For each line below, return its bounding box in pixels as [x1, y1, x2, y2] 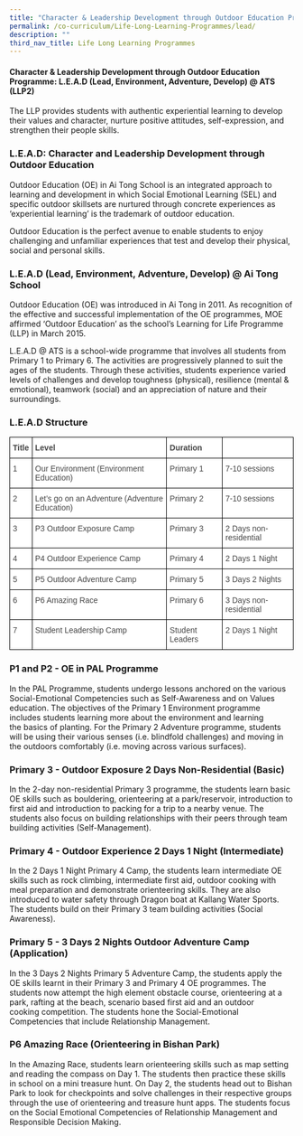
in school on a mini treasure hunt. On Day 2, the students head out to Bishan [9, 1077, 293, 1089]
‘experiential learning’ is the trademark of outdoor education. [9, 208, 235, 219]
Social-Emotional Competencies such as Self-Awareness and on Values [9, 692, 275, 703]
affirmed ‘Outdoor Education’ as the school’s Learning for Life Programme [9, 318, 284, 330]
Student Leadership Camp [34, 625, 128, 635]
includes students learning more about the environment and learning [9, 711, 264, 723]
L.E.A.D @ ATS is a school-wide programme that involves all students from [9, 345, 287, 357]
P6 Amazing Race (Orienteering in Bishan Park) [9, 1038, 221, 1051]
